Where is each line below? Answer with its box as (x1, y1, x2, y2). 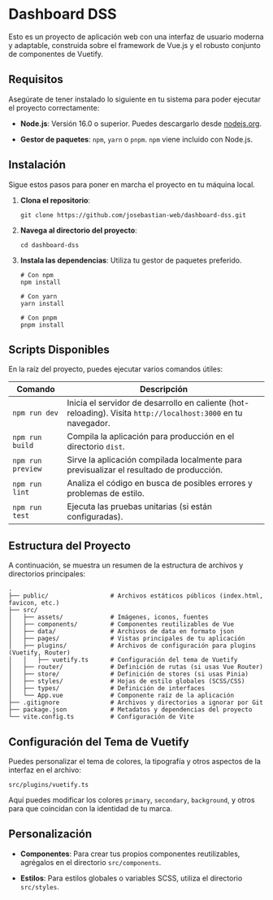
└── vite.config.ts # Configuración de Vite (8, 713, 195, 721)
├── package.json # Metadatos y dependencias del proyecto (8, 706, 253, 714)
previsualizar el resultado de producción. (67, 464, 223, 476)
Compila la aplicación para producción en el (67, 431, 235, 442)
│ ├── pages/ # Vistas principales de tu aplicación (8, 635, 245, 643)
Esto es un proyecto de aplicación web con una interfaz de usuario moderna (8, 32, 264, 41)
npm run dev (12, 408, 59, 418)
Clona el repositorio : (19, 195, 91, 205)
